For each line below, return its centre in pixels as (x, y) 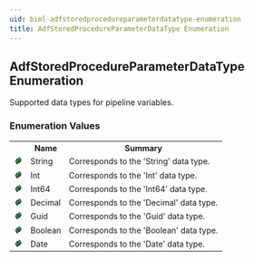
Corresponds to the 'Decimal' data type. (143, 203)
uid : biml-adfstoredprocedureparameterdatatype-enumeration (126, 19)
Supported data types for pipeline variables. (92, 102)
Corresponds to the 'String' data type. (139, 161)
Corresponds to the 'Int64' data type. (138, 188)
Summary (144, 149)
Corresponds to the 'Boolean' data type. (143, 230)
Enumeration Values (55, 126)
